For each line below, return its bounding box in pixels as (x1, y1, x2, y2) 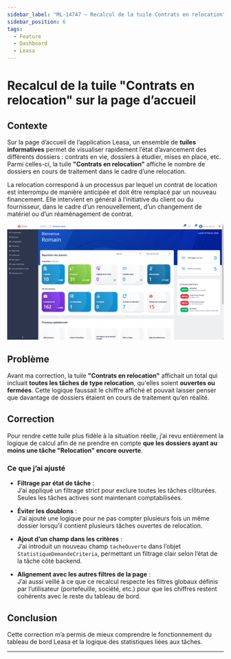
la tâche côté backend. (16, 557, 82, 565)
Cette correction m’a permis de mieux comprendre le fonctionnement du (7, 630, 212, 638)
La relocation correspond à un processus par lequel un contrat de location (7, 181, 218, 188)
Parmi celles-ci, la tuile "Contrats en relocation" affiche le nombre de (7, 160, 206, 168)
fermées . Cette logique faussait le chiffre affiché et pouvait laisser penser (7, 386, 217, 395)
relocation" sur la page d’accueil (7, 93, 197, 108)
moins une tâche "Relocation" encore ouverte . (7, 446, 143, 454)
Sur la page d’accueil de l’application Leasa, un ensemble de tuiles (7, 138, 197, 146)
